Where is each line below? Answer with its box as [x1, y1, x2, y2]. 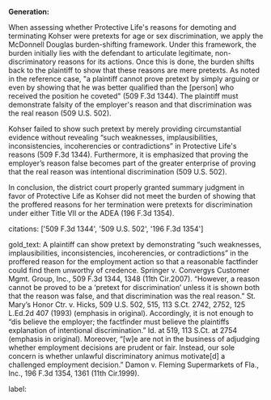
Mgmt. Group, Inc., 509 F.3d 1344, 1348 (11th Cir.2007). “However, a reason [8, 274, 260, 284]
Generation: [8, 7, 50, 16]
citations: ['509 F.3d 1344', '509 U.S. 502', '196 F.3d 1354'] [8, 224, 204, 234]
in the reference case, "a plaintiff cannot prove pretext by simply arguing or [8, 74, 260, 83]
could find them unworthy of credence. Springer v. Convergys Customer [8, 266, 250, 275]
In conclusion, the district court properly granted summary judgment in [8, 183, 245, 192]
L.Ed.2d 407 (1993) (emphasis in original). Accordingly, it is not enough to [8, 309, 254, 318]
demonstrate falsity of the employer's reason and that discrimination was [8, 100, 252, 109]
